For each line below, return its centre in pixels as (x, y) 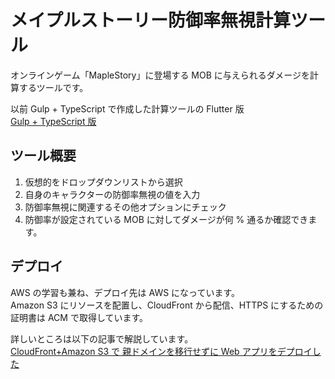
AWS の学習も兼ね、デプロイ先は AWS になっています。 (125, 292)
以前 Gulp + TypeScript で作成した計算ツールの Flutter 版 (127, 108)
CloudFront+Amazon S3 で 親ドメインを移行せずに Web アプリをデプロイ (161, 351)
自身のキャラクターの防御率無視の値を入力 (112, 194)
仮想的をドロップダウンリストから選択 (103, 182)
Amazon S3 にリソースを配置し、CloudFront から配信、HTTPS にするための (167, 305)
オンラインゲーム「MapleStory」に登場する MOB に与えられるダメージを (160, 75)
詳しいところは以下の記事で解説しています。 (102, 338)
